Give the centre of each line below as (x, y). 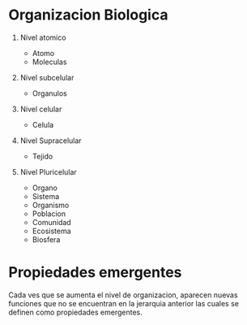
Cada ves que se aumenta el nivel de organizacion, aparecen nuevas (123, 295)
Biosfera (46, 239)
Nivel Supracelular (51, 141)
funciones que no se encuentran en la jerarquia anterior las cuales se (123, 303)
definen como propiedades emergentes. (76, 312)
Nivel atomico (43, 37)
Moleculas (49, 62)
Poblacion (49, 214)
